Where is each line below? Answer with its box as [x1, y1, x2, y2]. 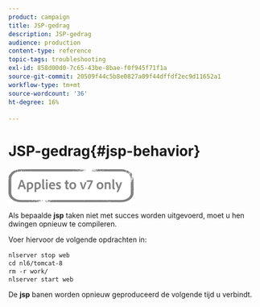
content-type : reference [8, 47, 92, 56]
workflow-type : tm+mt [8, 81, 81, 89]
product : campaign [8, 13, 70, 21]
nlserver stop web [8, 251, 70, 259]
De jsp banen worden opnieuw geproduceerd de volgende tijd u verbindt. [8, 290, 253, 300]
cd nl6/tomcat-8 [8, 259, 63, 268]
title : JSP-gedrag [8, 21, 70, 30]
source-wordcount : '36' [8, 89, 89, 97]
